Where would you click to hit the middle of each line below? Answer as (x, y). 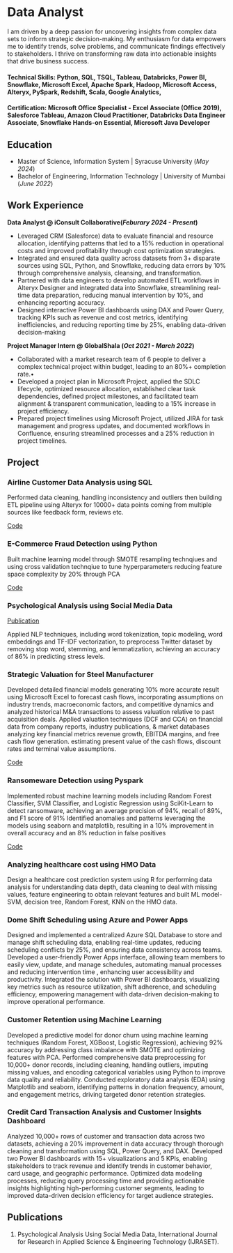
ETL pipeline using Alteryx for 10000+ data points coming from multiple (110, 505)
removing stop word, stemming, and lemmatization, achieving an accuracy (114, 649)
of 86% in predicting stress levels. (56, 657)
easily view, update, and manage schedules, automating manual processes (115, 965)
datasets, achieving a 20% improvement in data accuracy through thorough (115, 1144)
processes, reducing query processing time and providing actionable (106, 1180)
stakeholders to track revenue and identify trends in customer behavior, (110, 1166)
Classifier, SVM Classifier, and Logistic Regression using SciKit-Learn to (110, 803)
